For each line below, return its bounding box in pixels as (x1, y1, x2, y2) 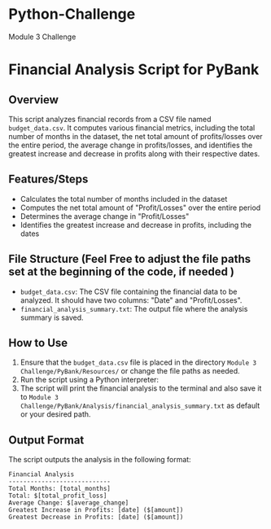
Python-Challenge (8, 5, 136, 24)
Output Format (8, 433, 85, 447)
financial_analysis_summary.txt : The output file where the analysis (20, 304, 248, 313)
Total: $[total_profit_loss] (8, 492, 107, 501)
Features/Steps (8, 173, 89, 186)
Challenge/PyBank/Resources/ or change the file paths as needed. (20, 366, 240, 376)
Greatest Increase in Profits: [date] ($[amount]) (8, 506, 184, 514)
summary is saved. (20, 313, 84, 322)
